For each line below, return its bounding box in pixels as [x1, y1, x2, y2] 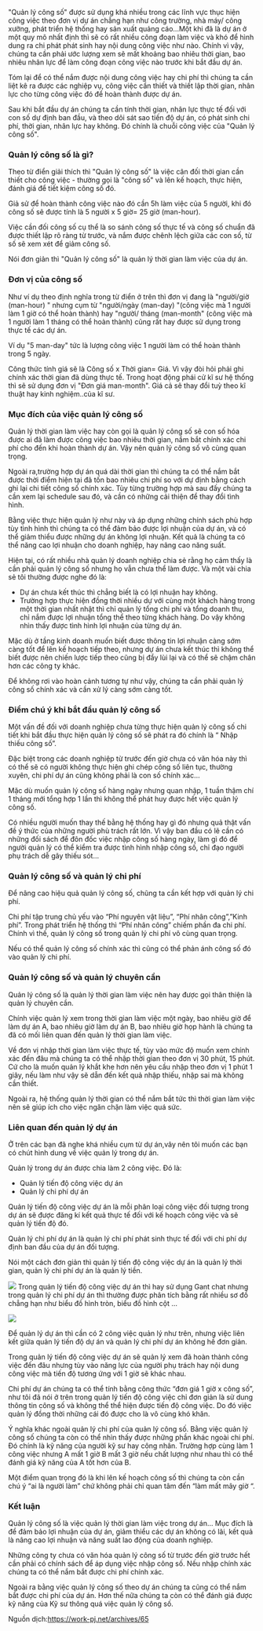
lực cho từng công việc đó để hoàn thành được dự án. [8, 90, 182, 98]
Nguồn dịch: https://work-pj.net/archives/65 [8, 1615, 149, 1624]
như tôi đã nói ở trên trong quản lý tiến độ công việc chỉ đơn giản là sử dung [8, 1392, 254, 1402]
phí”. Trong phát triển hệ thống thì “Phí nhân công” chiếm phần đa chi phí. [8, 920, 247, 930]
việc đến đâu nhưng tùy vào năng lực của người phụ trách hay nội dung [8, 1361, 239, 1370]
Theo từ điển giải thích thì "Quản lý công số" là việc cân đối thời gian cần [8, 167, 244, 177]
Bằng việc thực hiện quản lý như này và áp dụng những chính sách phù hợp [8, 515, 253, 525]
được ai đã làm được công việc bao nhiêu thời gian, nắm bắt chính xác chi [8, 434, 247, 444]
